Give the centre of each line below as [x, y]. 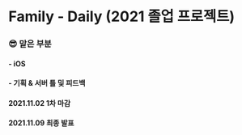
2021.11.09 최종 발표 [41, 123]
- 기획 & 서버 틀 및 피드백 [47, 83]
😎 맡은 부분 [30, 44]
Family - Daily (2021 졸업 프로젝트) [122, 17]
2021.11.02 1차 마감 [40, 103]
